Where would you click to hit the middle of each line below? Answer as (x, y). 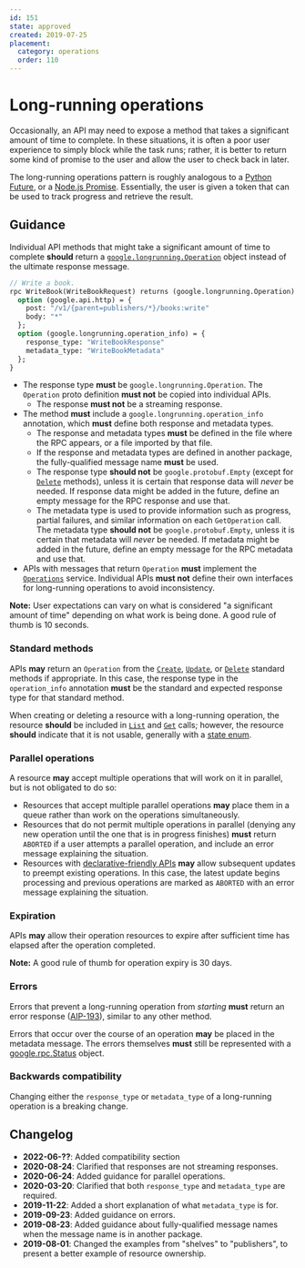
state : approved (40, 26)
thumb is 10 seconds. (49, 625)
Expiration (33, 916)
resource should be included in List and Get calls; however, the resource (147, 725)
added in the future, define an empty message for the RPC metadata (164, 549)
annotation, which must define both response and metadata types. (148, 423)
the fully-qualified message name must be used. (127, 462)
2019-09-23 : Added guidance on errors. (99, 1214)
